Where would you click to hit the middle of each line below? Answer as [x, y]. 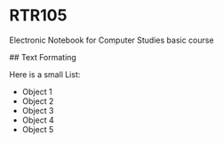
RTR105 [38, 16]
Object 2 [38, 101]
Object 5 [38, 129]
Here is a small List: [45, 74]
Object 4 [38, 120]
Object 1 [37, 91]
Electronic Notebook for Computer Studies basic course [112, 40]
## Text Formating [43, 57]
